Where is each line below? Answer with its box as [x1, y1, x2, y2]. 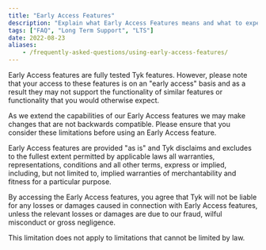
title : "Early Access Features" [8, 11, 115, 20]
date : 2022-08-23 [8, 33, 66, 42]
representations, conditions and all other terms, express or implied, [8, 160, 227, 169]
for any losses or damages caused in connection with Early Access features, [8, 201, 258, 210]
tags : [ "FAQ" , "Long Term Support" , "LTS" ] [8, 26, 154, 34]
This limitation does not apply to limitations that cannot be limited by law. [8, 233, 245, 242]
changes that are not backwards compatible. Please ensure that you [8, 120, 231, 129]
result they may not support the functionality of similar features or [8, 87, 223, 96]
